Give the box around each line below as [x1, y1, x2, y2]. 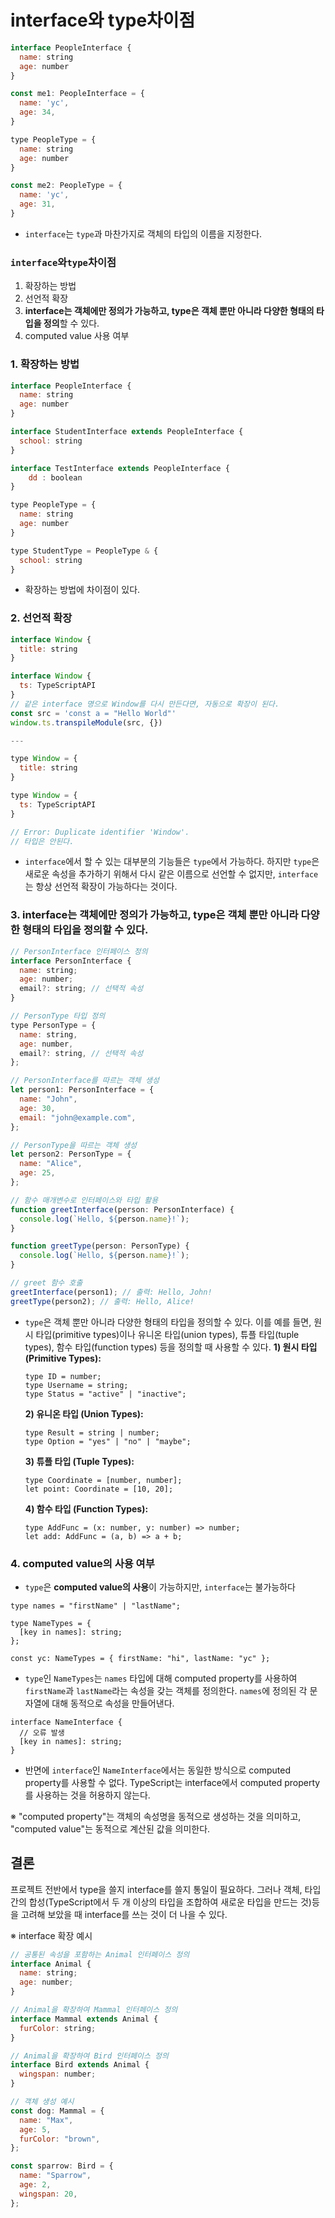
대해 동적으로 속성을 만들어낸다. [51, 1697, 175, 1709]
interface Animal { [10, 1959, 92, 1969]
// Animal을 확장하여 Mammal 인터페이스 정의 [10, 2005, 178, 2015]
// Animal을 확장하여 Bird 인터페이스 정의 [10, 2051, 169, 2061]
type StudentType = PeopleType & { [10, 546, 159, 556]
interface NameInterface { [10, 1717, 123, 1727]
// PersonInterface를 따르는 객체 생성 [10, 1076, 160, 1086]
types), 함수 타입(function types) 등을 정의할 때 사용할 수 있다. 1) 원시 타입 [24, 1341, 318, 1353]
